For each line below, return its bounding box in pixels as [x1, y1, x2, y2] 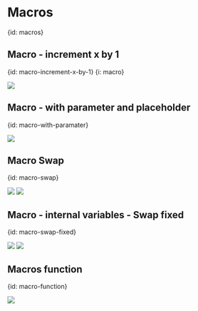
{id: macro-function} [7, 282, 68, 290]
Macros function [7, 263, 83, 275]
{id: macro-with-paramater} [7, 121, 89, 129]
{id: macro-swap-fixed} [7, 228, 77, 236]
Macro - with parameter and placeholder [7, 101, 191, 114]
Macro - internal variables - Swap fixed [7, 208, 184, 221]
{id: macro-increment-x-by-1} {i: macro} [7, 67, 125, 76]
